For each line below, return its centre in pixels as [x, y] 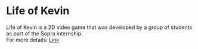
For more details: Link [33, 40]
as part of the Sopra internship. [44, 33]
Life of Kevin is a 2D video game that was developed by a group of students [99, 27]
